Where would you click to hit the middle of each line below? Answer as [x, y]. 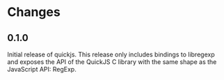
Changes [34, 12]
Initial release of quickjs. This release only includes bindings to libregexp [111, 54]
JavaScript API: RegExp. [42, 69]
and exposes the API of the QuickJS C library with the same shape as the [112, 62]
